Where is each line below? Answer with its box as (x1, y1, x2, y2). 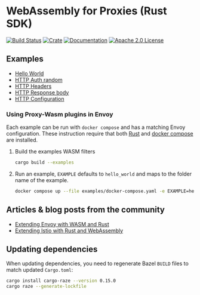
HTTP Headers (14, 82, 52, 90)
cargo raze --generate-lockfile (6, 284, 87, 290)
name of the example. (14, 176, 69, 183)
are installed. (6, 136, 38, 144)
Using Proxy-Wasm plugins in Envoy (6, 110, 113, 118)
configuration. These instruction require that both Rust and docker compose (6, 130, 193, 137)
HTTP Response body (14, 88, 69, 96)
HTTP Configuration (14, 95, 64, 102)
